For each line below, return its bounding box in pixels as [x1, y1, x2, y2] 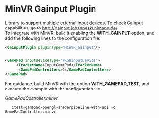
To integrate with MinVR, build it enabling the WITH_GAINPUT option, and [5, 30, 155, 36]
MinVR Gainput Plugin [5, 3, 96, 15]
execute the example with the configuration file [5, 86, 101, 92]
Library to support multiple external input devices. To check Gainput [5, 20, 143, 26]
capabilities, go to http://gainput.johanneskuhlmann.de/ [5, 25, 118, 30]
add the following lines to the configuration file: [5, 35, 101, 41]
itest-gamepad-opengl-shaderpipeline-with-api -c [11, 105, 116, 110]
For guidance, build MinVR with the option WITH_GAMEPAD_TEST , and [5, 81, 150, 87]
